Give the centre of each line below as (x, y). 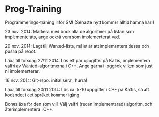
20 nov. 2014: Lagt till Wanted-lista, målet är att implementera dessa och (77, 46)
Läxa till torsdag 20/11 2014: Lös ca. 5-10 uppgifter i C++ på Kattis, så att (77, 89)
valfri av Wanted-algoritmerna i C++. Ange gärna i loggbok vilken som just (79, 66)
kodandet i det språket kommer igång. (43, 95)
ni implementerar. (22, 71)
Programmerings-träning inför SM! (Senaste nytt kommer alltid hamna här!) (80, 22)
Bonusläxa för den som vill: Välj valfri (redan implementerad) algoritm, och (79, 104)
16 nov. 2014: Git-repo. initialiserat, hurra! (46, 80)
